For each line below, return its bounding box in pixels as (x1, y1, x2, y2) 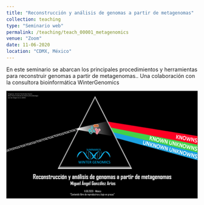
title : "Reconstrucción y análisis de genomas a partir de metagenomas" (6, 10, 194, 16)
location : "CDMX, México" (6, 49, 72, 55)
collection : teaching (6, 16, 61, 23)
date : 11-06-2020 (6, 42, 50, 48)
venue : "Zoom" (6, 35, 42, 42)
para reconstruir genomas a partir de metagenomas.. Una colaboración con (6, 72, 195, 79)
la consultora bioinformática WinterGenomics (6, 78, 120, 86)
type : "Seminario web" (6, 23, 64, 29)
